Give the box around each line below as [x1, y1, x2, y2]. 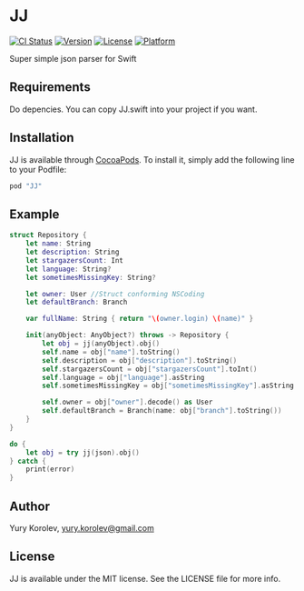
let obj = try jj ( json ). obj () [25, 447, 141, 457]
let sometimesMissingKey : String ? [25, 273, 156, 282]
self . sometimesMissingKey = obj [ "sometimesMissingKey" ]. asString [42, 381, 295, 391]
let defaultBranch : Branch [25, 297, 128, 307]
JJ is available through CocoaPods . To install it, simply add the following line [9, 154, 295, 165]
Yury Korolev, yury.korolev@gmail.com [9, 522, 154, 533]
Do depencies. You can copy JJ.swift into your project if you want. [9, 104, 258, 115]
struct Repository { [9, 231, 88, 240]
